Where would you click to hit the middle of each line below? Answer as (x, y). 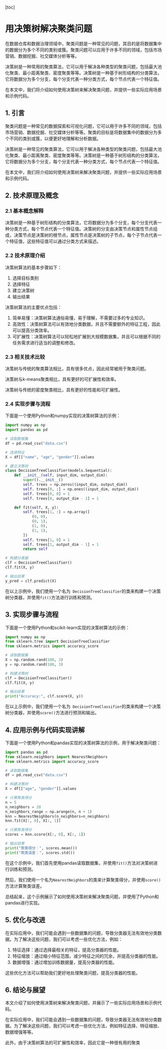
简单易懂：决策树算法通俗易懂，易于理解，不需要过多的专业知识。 (80, 318)
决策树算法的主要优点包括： (34, 307)
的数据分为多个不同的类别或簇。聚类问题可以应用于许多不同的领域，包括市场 (83, 50)
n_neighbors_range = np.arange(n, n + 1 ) (49, 811)
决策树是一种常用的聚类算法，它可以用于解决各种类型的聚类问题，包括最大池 (83, 66)
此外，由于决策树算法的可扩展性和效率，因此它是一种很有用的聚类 (73, 1043)
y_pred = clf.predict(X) (31, 581)
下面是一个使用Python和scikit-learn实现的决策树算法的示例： (68, 628)
